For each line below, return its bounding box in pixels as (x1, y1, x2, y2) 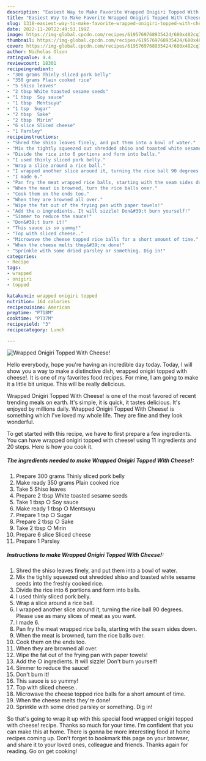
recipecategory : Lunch (7, 327, 65, 333)
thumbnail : (7, 37, 35, 43)
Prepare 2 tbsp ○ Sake (15, 518, 74, 525)
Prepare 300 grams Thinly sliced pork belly (15, 472, 125, 480)
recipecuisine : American (7, 304, 70, 311)
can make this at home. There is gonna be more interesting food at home (7, 728, 191, 735)
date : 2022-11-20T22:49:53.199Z (7, 26, 89, 32)
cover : (7, 43, 24, 50)
